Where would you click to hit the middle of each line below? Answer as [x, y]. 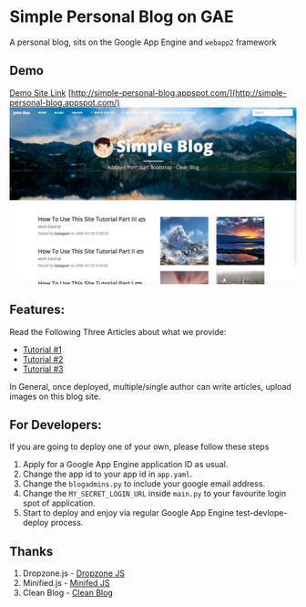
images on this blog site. [56, 396]
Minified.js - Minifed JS [66, 583]
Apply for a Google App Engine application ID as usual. [125, 465]
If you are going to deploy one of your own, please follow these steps [139, 447]
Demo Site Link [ [41, 92]
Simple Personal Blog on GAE [122, 17]
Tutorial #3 [43, 369]
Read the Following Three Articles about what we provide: [118, 331]
